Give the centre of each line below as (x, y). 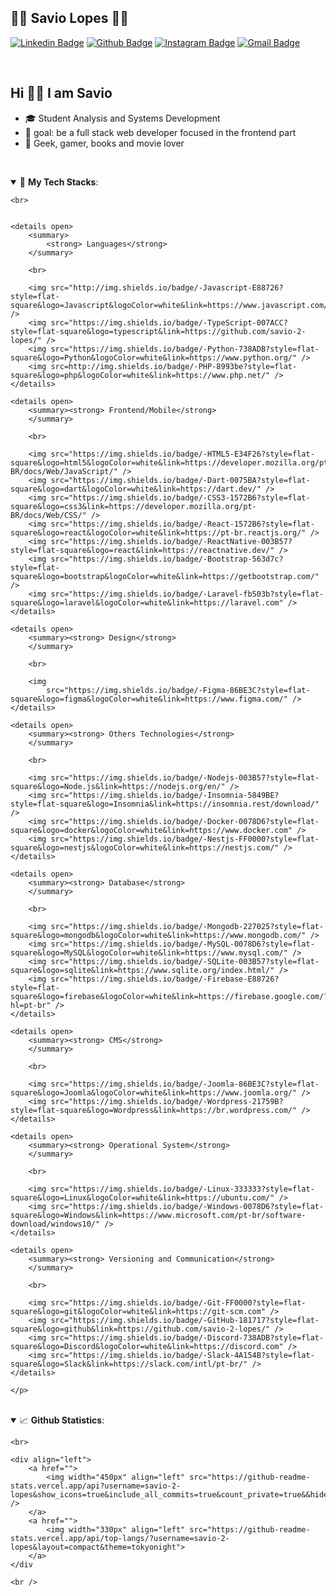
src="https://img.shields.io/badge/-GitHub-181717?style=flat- (185, 1320)
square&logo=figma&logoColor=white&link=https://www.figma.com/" (149, 699)
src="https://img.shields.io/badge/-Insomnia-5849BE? (165, 795)
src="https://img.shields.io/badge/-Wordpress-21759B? (167, 1101)
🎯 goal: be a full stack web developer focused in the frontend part (160, 132)
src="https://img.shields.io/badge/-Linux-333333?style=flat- (182, 1189)
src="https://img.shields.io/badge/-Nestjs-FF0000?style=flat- (185, 839)
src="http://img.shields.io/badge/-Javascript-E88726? (167, 287)
